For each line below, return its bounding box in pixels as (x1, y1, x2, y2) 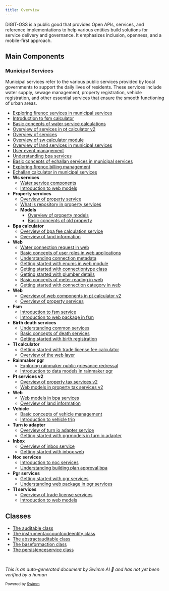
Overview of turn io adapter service (20, 427, 94, 433)
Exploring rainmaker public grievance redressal (20, 363, 119, 369)
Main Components (5, 52, 65, 61)
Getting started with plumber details (20, 271, 95, 277)
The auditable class (12, 525, 53, 531)
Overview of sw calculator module (12, 137, 84, 143)
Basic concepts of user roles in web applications (20, 250, 121, 256)
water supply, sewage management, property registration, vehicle (5, 90, 142, 96)
